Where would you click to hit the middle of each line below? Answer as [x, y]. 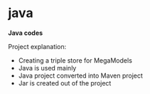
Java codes [26, 33]
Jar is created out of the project [65, 83]
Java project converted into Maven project [80, 75]
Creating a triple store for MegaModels [75, 60]
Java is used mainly [47, 68]
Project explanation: [37, 46]
